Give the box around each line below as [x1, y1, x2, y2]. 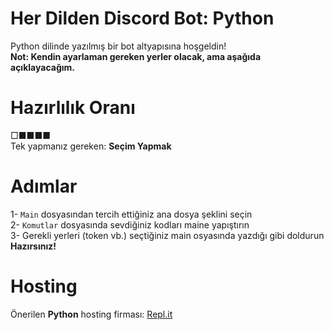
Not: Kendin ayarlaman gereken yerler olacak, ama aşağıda [10, 50, 262, 62]
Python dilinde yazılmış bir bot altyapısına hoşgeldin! [10, 40, 227, 52]
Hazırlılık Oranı [10, 97, 136, 119]
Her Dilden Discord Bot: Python [10, 7, 275, 30]
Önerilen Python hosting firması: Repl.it [10, 308, 173, 320]
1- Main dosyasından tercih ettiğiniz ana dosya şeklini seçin [10, 208, 253, 220]
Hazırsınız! [10, 240, 57, 252]
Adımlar [10, 175, 78, 198]
